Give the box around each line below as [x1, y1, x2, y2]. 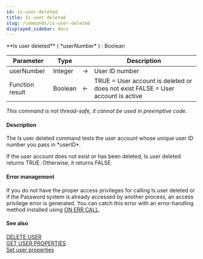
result [9, 88, 26, 97]
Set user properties [6, 246, 54, 253]
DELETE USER [6, 233, 42, 240]
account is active [94, 92, 143, 100]
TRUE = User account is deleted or [94, 77, 193, 85]
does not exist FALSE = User [94, 84, 175, 93]
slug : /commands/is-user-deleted [6, 20, 91, 26]
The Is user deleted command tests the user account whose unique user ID [6, 134, 193, 142]
